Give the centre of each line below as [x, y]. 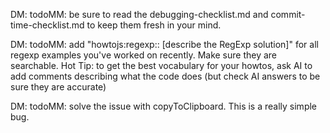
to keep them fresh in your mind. [154, 25]
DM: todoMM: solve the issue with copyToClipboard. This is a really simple [163, 106]
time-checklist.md [47, 25]
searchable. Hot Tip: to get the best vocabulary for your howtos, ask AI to [161, 65]
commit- [288, 14]
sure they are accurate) [58, 87]
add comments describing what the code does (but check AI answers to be [165, 76]
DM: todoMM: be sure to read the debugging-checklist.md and [139, 14]
